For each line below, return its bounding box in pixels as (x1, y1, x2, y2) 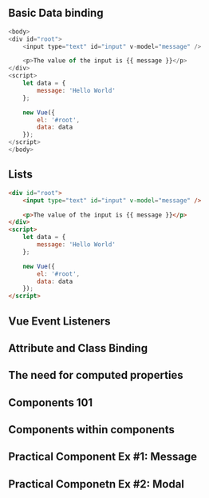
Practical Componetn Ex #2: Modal (8, 477, 185, 491)
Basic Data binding (8, 6, 104, 20)
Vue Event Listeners (8, 314, 111, 328)
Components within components (8, 423, 175, 436)
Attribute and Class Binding (8, 341, 148, 355)
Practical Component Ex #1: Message (8, 450, 198, 464)
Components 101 (8, 396, 93, 409)
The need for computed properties (8, 369, 183, 382)
